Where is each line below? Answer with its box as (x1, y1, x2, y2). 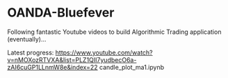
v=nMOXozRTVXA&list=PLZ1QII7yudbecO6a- (7, 55, 137, 64)
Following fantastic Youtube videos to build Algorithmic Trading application (7, 28, 222, 36)
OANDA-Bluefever (7, 5, 115, 21)
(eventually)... (7, 35, 47, 43)
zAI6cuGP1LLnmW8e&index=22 (7, 63, 99, 71)
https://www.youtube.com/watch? (55, 48, 153, 57)
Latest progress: (7, 48, 54, 57)
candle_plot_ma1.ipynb (99, 63, 165, 71)
